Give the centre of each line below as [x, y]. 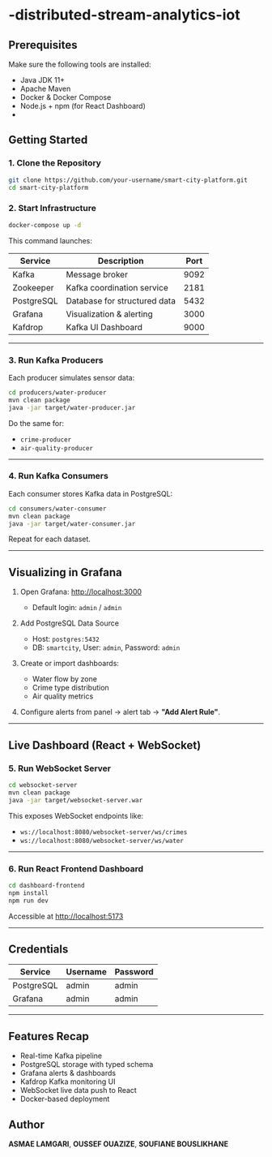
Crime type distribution [70, 688]
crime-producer [46, 440]
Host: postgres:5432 [66, 639]
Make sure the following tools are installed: [80, 64]
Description [121, 260]
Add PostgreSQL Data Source [70, 623]
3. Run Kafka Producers [56, 360]
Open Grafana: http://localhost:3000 [81, 592]
